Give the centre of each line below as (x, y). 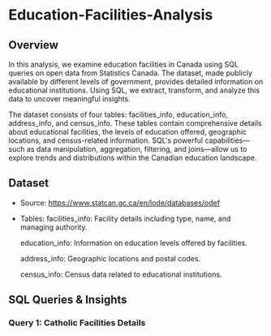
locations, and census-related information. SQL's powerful (106, 140)
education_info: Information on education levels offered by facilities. (133, 243)
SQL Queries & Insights (68, 300)
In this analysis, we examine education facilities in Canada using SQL (124, 64)
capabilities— (228, 140)
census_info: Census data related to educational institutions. (121, 274)
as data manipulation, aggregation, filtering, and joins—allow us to (137, 149)
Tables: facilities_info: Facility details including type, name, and (125, 218)
